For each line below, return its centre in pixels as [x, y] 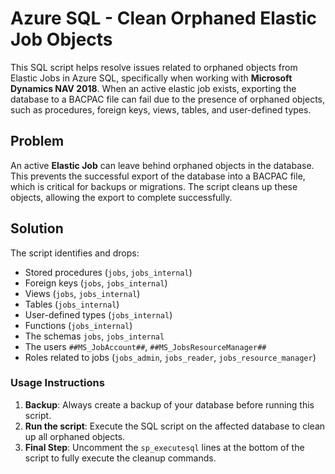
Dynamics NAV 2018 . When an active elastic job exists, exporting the [153, 88]
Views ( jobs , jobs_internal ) [82, 293]
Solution [37, 228]
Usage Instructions [57, 383]
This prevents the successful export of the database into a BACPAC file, [158, 176]
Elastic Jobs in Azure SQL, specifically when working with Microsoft [151, 78]
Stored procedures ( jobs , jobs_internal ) [108, 272]
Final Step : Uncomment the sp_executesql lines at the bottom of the [164, 447]
